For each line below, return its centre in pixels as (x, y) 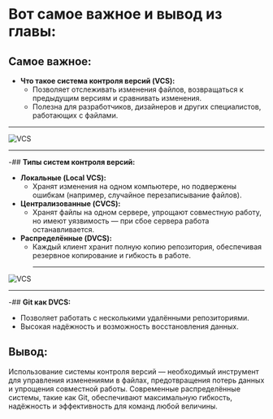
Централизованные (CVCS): (70, 203)
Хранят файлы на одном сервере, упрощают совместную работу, (147, 212)
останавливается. (63, 229)
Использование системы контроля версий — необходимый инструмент (134, 371)
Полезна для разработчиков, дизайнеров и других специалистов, (147, 107)
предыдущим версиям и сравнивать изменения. (117, 98)
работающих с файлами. (75, 115)
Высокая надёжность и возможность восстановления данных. (129, 326)
